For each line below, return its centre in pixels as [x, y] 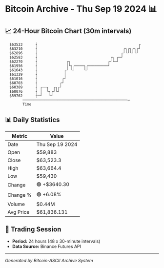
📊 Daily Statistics [32, 120]
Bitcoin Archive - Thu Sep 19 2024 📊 [81, 9]
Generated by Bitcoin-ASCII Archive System [49, 260]
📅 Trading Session [33, 229]
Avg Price [19, 212]
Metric [20, 136]
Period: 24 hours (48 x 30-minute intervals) [56, 241]
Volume [16, 204]
